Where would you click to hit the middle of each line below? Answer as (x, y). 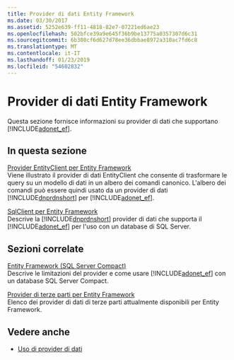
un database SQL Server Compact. (58, 281)
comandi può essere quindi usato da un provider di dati (88, 190)
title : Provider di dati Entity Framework (71, 14)
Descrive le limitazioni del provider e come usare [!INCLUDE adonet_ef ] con (117, 274)
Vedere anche (39, 332)
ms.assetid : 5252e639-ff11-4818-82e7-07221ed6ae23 (83, 27)
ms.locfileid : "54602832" (45, 66)
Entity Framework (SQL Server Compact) (67, 266)
